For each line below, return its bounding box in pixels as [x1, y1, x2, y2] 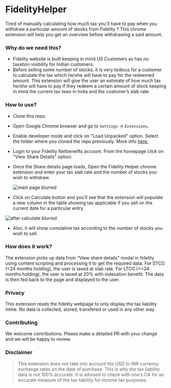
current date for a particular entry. [12, 205, 85, 211]
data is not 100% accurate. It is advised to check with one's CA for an [17, 371, 164, 377]
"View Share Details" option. [12, 154, 72, 160]
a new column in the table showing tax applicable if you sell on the [12, 200, 153, 206]
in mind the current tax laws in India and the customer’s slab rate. [12, 89, 150, 95]
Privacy [5, 289, 25, 296]
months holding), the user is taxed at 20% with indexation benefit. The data [5, 271, 164, 277]
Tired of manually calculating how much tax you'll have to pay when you [5, 20, 157, 27]
